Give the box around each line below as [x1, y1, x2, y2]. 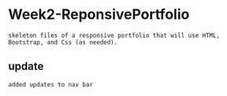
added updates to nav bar [8, 80, 93, 88]
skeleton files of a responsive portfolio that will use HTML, [8, 31, 221, 39]
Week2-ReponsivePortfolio [8, 6, 190, 24]
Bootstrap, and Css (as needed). [8, 38, 118, 46]
